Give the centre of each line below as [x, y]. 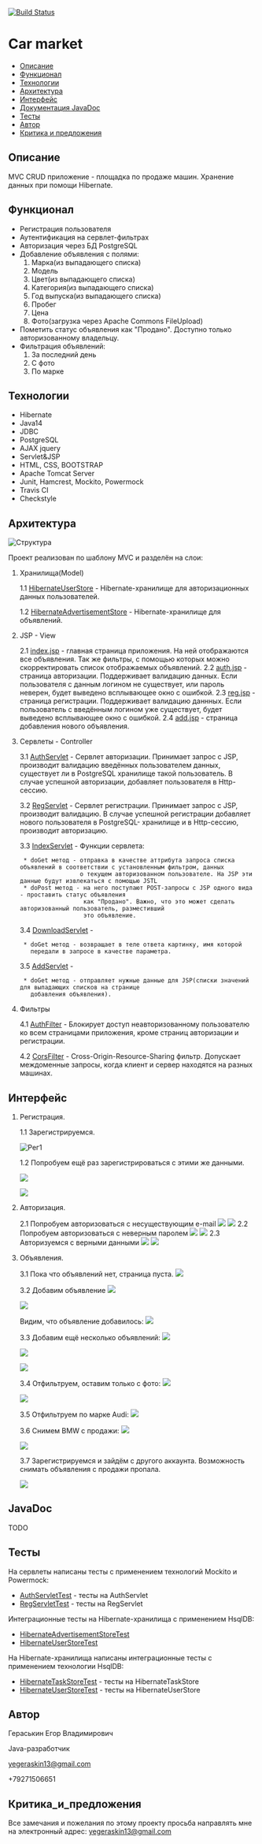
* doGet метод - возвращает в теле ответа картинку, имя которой [133, 945]
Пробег [44, 304]
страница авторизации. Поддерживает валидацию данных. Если [128, 676]
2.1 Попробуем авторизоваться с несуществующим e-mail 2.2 [134, 1224]
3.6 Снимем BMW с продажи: [69, 1430]
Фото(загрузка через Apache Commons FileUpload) [117, 321]
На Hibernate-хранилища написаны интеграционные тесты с [110, 1658]
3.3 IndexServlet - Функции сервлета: [82, 846]
